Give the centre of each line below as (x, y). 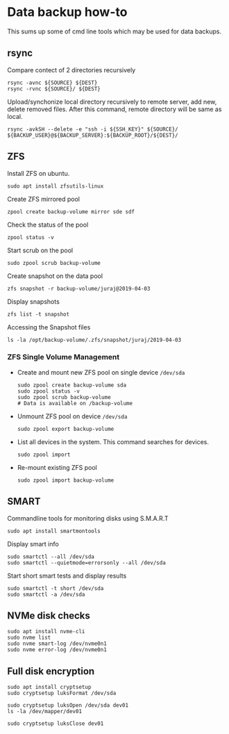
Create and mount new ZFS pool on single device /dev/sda (101, 372)
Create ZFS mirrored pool (43, 199)
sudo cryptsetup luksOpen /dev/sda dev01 (68, 706)
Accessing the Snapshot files (49, 327)
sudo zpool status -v (48, 391)
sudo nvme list (29, 638)
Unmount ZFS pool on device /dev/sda (72, 416)
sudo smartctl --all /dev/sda (51, 557)
